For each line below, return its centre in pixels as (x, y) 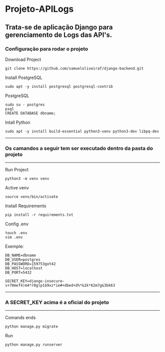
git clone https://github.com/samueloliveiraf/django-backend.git (74, 68)
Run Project (17, 170)
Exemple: (14, 246)
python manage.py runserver (34, 345)
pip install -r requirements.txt (39, 215)
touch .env (16, 233)
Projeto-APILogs (39, 9)
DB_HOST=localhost (24, 269)
